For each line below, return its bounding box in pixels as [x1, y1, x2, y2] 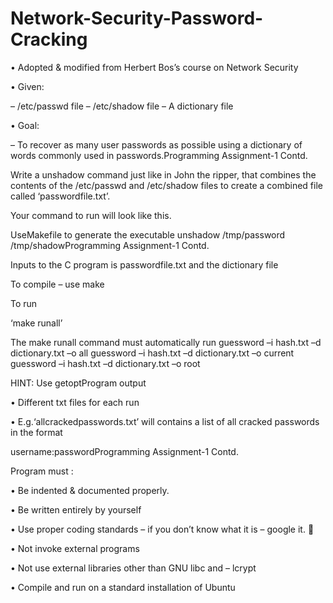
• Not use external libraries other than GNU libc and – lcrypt [10, 562, 257, 574]
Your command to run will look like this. [10, 209, 172, 221]
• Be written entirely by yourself [10, 503, 142, 516]
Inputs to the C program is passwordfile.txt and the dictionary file [10, 258, 279, 271]
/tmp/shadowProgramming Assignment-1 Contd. [10, 239, 210, 251]
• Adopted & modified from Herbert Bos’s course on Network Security [10, 61, 299, 73]
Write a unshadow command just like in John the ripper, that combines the [10, 168, 317, 181]
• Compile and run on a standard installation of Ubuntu [10, 581, 236, 593]
